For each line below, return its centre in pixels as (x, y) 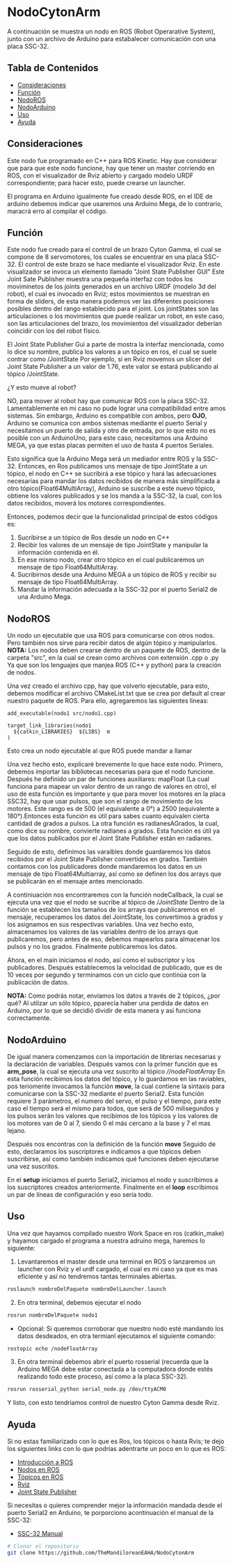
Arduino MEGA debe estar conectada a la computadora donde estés (115, 1369)
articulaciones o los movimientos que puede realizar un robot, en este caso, (116, 316)
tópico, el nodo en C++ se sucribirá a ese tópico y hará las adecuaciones (112, 473)
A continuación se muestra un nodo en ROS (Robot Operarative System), (111, 31)
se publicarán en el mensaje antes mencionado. (76, 881)
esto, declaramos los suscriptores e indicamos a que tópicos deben (104, 1152)
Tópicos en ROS (40, 1477)
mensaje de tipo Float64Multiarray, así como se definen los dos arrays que (114, 874)
